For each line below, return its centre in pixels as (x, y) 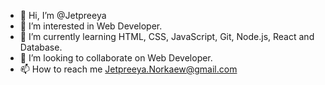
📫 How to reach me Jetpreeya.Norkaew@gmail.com (128, 69)
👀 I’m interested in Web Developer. (91, 26)
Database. (41, 47)
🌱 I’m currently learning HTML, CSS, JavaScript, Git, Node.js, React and (167, 36)
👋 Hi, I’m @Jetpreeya (63, 15)
